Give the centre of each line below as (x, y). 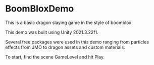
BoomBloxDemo (40, 9)
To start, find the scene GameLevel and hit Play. (55, 57)
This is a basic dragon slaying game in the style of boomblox (68, 22)
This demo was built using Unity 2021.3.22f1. (52, 32)
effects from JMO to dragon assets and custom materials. (65, 47)
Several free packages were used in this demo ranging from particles (77, 42)
